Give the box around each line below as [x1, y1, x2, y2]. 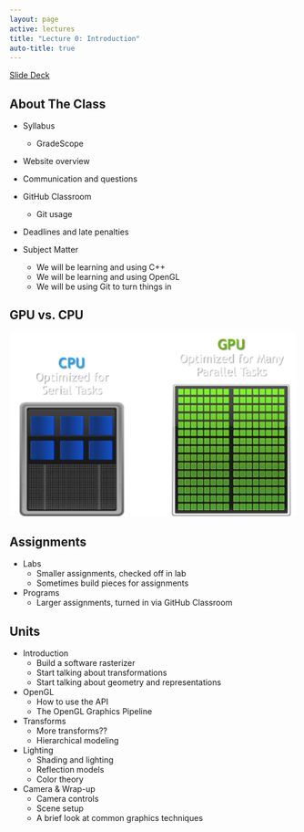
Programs [22, 588, 60, 598]
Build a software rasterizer [35, 658, 136, 669]
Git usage [35, 209, 73, 220]
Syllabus [22, 120, 56, 131]
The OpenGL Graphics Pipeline [35, 706, 153, 717]
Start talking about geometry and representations [35, 677, 221, 688]
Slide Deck [9, 69, 50, 81]
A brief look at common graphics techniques [35, 813, 203, 824]
